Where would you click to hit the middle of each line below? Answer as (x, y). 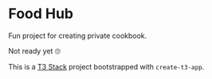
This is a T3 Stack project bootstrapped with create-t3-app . (106, 66)
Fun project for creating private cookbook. (78, 36)
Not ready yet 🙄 (35, 51)
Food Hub (41, 14)
